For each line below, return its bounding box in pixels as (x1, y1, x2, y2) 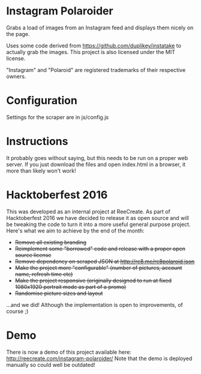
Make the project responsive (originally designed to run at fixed (14, 277, 172, 284)
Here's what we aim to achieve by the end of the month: (6, 227, 145, 234)
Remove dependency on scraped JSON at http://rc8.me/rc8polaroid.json (14, 258, 195, 265)
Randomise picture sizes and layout (14, 289, 103, 297)
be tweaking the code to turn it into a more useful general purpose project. (6, 221, 191, 228)
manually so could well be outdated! (6, 361, 95, 368)
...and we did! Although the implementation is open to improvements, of (6, 301, 183, 308)
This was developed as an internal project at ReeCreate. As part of (6, 208, 171, 215)
